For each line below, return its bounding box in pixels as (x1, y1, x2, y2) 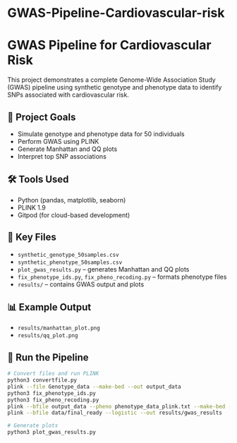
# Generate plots (7, 422, 59, 430)
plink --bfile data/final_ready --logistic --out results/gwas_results (7, 409, 222, 417)
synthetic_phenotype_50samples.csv (17, 259, 123, 266)
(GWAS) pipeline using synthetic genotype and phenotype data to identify (7, 83, 222, 92)
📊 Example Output (7, 301, 92, 313)
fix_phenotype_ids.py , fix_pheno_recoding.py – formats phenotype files (17, 272, 227, 281)
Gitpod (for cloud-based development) (17, 210, 130, 219)
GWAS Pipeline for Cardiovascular (7, 37, 212, 54)
